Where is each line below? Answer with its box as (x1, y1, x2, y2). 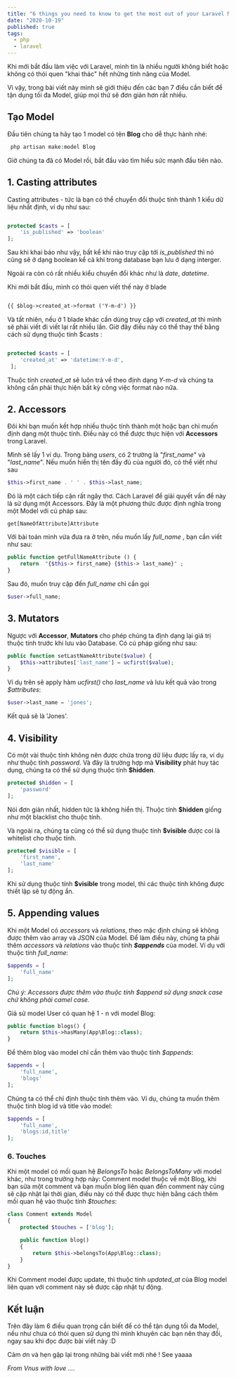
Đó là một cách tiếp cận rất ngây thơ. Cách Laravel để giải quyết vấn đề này (7, 492, 226, 500)
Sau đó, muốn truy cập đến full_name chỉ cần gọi (7, 579, 150, 587)
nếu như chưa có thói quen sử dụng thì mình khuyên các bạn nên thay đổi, (7, 1330, 223, 1338)
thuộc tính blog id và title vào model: (7, 1101, 113, 1110)
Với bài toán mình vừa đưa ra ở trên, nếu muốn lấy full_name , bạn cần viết (7, 533, 223, 541)
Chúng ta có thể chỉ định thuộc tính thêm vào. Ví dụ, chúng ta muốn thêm (7, 1094, 220, 1103)
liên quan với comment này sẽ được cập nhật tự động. (7, 1283, 163, 1292)
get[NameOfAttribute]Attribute (7, 521, 99, 528)
